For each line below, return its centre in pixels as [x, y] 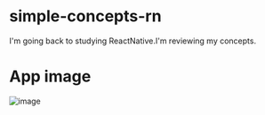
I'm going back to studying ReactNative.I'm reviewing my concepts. [132, 41]
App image [50, 77]
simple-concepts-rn [85, 16]
